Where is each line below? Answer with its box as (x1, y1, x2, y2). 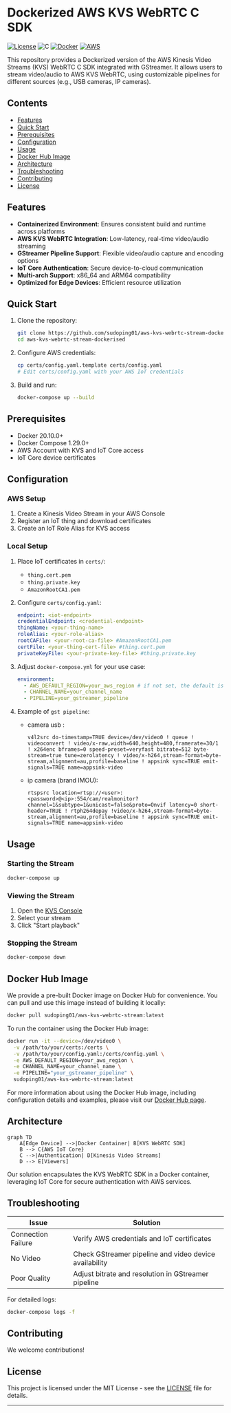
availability (73, 1257, 108, 1267)
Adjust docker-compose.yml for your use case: (16, 662, 146, 670)
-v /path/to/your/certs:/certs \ (13, 1044, 109, 1051)
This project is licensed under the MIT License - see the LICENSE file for (7, 1384, 212, 1392)
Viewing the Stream (7, 891, 75, 900)
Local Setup (7, 542, 48, 551)
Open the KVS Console (16, 906, 82, 915)
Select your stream (16, 914, 71, 922)
